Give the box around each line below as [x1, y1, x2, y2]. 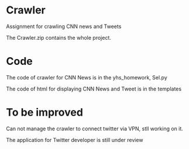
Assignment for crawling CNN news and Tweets [6, 23, 122, 30]
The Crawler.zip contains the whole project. [6, 34, 111, 41]
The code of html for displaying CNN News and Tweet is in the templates [6, 85, 182, 92]
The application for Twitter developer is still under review [6, 136, 143, 143]
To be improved [6, 106, 84, 119]
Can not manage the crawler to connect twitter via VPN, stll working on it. [6, 125, 183, 132]
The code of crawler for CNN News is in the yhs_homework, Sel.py [6, 74, 168, 81]
